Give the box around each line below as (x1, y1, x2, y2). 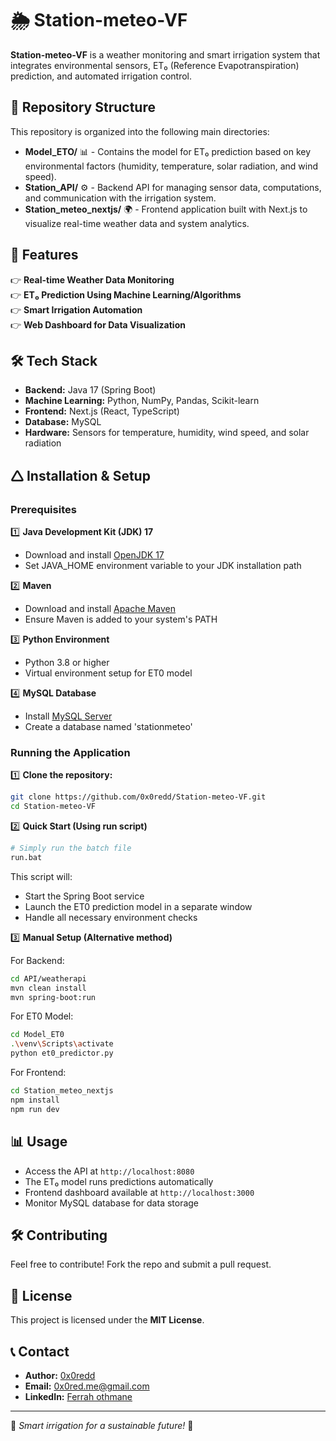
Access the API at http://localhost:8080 (24, 1165, 195, 1177)
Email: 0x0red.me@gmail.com (24, 1380, 150, 1392)
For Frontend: (10, 1067, 67, 1079)
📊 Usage (10, 1133, 68, 1151)
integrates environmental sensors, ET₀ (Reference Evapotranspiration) (10, 59, 300, 71)
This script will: (10, 870, 73, 882)
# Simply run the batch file (10, 843, 132, 854)
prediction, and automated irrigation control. (10, 70, 193, 82)
